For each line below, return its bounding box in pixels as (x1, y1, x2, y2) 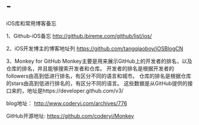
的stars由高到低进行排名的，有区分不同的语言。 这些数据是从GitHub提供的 (6, 79, 188, 86)
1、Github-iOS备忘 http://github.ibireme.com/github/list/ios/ (6, 32, 153, 39)
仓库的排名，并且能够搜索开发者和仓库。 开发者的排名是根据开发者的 (6, 65, 174, 72)
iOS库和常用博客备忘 (6, 20, 57, 27)
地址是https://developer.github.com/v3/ (26, 87, 124, 94)
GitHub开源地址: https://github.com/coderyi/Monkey (6, 112, 134, 119)
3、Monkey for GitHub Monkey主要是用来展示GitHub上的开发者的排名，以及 (6, 57, 193, 65)
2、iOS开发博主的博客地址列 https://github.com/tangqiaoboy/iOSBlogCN (6, 44, 184, 52)
